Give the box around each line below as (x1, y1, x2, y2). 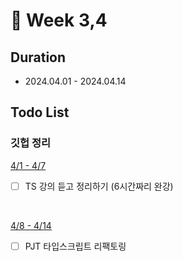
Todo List (10, 104, 70, 121)
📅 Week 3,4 (10, 9, 108, 32)
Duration (10, 49, 67, 66)
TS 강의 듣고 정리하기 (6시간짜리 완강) (24, 180, 174, 192)
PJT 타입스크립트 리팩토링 (24, 240, 127, 252)
